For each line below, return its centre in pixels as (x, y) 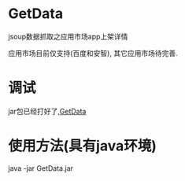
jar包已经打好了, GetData (47, 111)
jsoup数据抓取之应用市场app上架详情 (68, 36)
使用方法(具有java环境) (83, 146)
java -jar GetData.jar (41, 168)
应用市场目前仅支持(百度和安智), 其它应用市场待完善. (93, 53)
